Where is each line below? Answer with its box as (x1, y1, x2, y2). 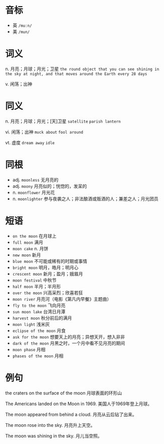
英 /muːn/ (12, 22, 32, 28)
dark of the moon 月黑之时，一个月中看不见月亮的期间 (12, 340, 125, 346)
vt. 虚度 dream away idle (5, 139, 55, 145)
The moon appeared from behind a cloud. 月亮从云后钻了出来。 (5, 411, 137, 417)
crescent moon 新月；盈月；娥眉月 (12, 270, 83, 276)
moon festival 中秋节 (12, 277, 57, 283)
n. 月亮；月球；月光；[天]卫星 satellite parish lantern (5, 118, 121, 124)
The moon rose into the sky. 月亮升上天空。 (5, 422, 96, 428)
